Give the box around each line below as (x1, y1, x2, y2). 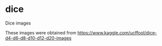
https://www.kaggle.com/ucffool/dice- (77, 29, 157, 35)
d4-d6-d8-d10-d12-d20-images (5, 35, 72, 41)
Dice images (5, 20, 31, 26)
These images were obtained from (5, 29, 76, 35)
